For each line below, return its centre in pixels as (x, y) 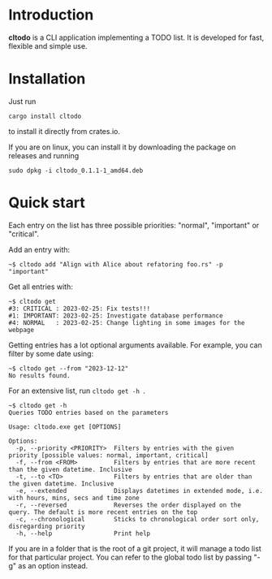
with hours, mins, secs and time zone (74, 498)
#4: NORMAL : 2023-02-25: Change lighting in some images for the (127, 322)
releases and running (44, 155)
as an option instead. (53, 565)
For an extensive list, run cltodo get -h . (77, 391)
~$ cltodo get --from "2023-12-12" (69, 368)
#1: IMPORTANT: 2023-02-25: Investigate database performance (116, 315)
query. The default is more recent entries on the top (103, 512)
